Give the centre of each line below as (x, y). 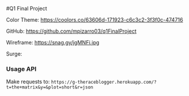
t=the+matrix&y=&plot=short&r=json (50, 87)
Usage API (21, 68)
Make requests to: (28, 82)
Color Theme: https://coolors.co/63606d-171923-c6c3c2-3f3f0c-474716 (95, 20)
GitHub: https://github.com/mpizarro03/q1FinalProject (71, 31)
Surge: (14, 54)
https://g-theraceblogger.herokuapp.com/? (104, 82)
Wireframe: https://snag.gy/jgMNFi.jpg (53, 42)
